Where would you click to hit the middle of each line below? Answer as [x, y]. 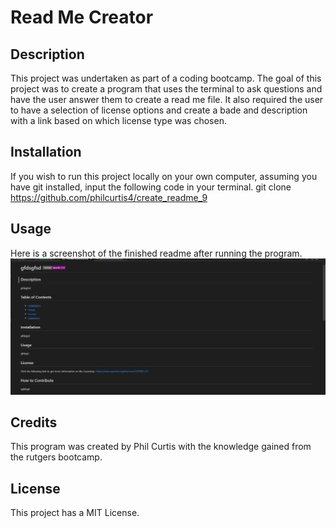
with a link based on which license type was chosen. [118, 120]
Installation [46, 152]
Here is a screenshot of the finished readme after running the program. [156, 253]
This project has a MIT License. [75, 513]
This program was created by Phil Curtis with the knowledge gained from [161, 447]
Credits [34, 422]
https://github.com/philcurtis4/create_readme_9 [109, 197]
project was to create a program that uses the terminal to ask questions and [166, 89]
